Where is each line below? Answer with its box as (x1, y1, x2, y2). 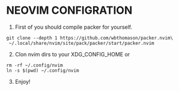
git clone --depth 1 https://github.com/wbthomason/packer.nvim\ (6, 35, 173, 41)
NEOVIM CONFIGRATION (6, 4, 133, 17)
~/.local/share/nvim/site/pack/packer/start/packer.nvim (8, 40, 154, 46)
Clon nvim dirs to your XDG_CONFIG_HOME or (14, 50, 130, 57)
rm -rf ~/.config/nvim (6, 62, 63, 68)
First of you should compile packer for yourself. (14, 23, 133, 31)
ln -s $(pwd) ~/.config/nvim (6, 67, 79, 74)
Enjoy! (14, 78, 31, 85)
